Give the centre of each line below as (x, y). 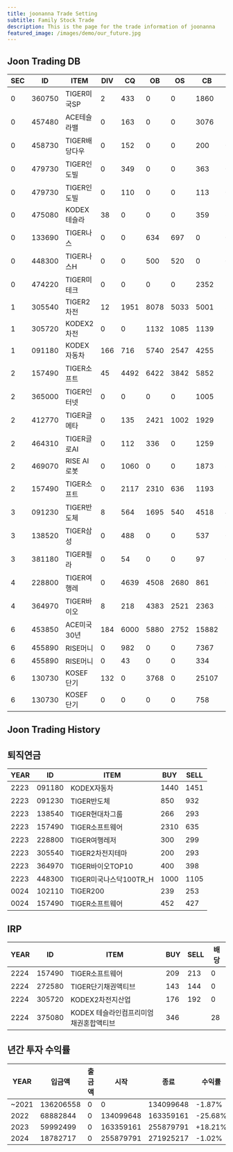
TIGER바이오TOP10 (102, 866)
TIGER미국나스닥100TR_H (112, 879)
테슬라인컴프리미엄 (125, 1013)
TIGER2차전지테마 (99, 854)
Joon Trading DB (44, 61)
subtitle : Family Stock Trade (51, 20)
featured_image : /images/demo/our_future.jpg (74, 33)
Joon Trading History (54, 730)
